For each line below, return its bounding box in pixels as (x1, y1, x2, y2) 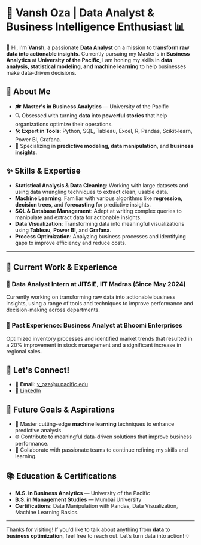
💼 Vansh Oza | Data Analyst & (6, 6, 154, 20)
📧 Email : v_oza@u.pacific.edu (14, 381, 89, 388)
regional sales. (6, 347, 42, 355)
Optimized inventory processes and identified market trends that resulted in (6, 335, 193, 342)
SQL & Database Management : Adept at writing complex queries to (14, 207, 182, 214)
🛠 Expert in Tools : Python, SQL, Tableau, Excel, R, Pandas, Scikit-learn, (14, 127, 193, 134)
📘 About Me (6, 87, 51, 97)
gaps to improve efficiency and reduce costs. (14, 239, 127, 246)
